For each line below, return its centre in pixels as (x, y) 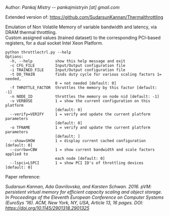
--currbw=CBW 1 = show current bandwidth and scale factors (82, 150)
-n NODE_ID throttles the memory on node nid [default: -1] (85, 97)
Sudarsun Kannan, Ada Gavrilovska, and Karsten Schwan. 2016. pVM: (78, 186)
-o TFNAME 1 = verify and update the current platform (80, 127)
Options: (14, 57)
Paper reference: (23, 177)
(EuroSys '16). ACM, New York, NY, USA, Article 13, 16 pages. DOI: (74, 203)
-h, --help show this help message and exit (68, 61)
